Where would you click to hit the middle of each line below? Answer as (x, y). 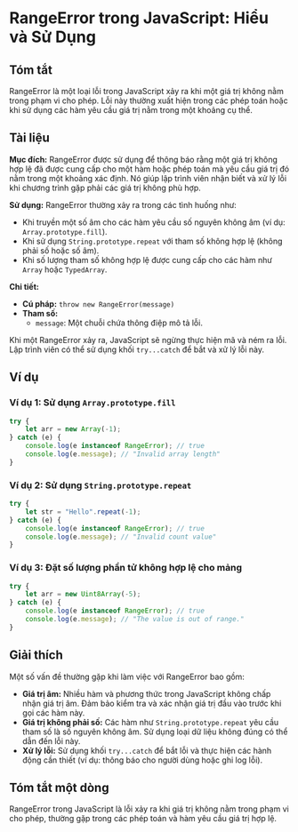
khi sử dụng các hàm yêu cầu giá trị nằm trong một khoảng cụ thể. (131, 110)
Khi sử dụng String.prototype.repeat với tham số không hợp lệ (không (152, 241)
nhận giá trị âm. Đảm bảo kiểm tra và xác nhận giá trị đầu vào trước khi (152, 703)
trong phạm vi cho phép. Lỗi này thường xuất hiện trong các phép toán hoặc (149, 100)
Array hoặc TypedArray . (64, 269)
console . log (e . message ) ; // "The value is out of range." (135, 620)
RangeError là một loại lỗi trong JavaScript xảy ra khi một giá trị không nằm (147, 91)
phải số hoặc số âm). (60, 250)
